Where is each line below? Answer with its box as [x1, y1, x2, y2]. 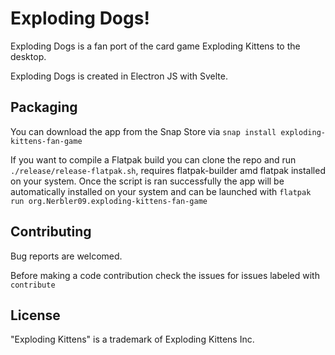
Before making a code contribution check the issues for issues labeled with [10, 269, 320, 281]
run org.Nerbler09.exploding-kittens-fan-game [10, 196, 208, 206]
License [10, 307, 61, 324]
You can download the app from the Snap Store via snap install [10, 125, 277, 137]
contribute [10, 280, 56, 290]
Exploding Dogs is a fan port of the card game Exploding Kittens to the [10, 40, 301, 52]
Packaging [10, 99, 78, 116]
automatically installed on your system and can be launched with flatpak [10, 185, 312, 197]
